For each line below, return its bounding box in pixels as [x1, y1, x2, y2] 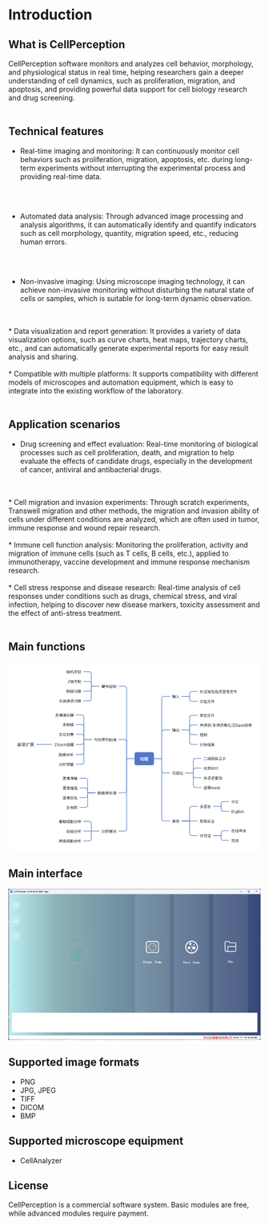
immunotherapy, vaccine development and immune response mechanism [8, 556, 251, 567]
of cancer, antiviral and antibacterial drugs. [19, 464, 162, 475]
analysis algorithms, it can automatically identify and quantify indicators [19, 219, 257, 230]
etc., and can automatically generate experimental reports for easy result [8, 343, 249, 352]
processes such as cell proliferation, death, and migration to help [19, 447, 235, 457]
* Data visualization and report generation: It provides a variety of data [8, 326, 241, 336]
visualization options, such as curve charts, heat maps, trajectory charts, [8, 335, 248, 344]
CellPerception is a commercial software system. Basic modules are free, [8, 1200, 250, 1210]
